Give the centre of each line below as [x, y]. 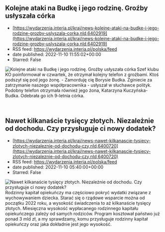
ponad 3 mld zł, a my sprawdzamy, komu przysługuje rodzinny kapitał [77, 219]
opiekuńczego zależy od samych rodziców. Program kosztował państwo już [82, 214]
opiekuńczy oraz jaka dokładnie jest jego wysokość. [58, 224]
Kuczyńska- [136, 90]
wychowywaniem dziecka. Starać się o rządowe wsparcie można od [75, 198]
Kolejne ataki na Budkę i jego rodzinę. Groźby [77, 8]
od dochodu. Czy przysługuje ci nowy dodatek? [81, 129]
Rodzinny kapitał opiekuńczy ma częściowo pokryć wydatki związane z [78, 192]
